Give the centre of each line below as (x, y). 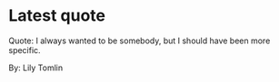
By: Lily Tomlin (36, 68)
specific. (25, 50)
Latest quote (57, 16)
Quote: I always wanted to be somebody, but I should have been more (139, 41)
